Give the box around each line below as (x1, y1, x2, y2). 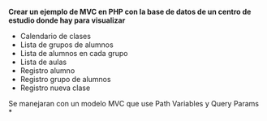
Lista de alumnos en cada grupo (19, 49, 128, 58)
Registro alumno (19, 66, 75, 76)
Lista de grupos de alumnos (19, 40, 114, 50)
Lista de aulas (19, 57, 67, 67)
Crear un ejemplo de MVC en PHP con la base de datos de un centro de (8, 7, 252, 16)
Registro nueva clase (19, 83, 91, 93)
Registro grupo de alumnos (19, 75, 111, 84)
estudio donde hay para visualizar (8, 15, 126, 25)
